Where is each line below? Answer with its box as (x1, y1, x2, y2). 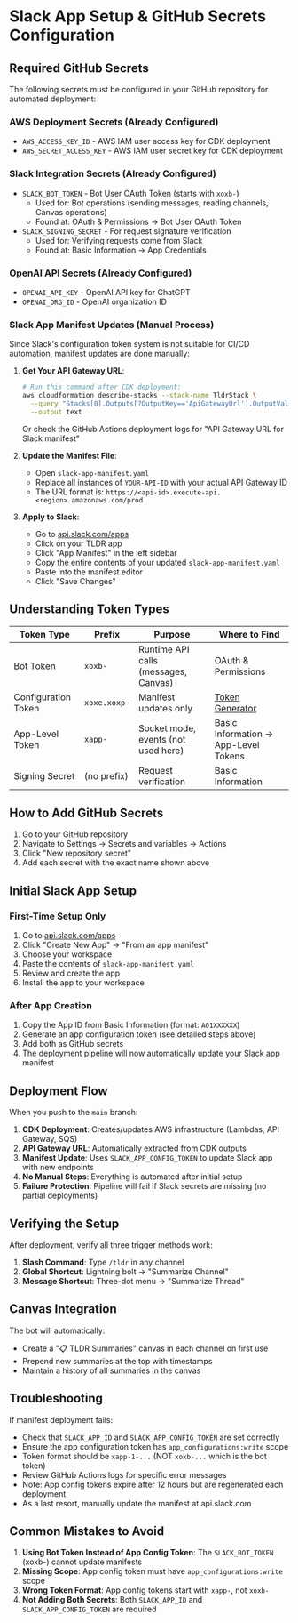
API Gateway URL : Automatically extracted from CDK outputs (21, 1143, 247, 1153)
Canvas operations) (35, 206, 108, 217)
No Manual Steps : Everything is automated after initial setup (21, 1171, 243, 1182)
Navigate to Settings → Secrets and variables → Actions (21, 839, 227, 849)
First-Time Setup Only (9, 910, 106, 922)
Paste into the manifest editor (35, 566, 144, 577)
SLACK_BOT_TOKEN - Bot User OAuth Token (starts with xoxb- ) (21, 188, 239, 198)
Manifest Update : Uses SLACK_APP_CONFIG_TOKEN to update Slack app (21, 1153, 273, 1163)
